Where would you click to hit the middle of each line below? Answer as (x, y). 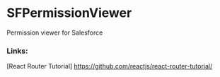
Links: (17, 51)
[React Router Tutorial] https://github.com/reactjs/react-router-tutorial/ (110, 66)
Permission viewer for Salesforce (55, 32)
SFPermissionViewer (69, 13)
